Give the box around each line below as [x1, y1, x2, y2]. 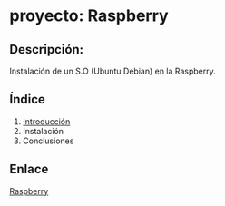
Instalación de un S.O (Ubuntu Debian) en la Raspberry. [9, 65, 216, 76]
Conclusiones [22, 135, 74, 146]
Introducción [22, 115, 71, 127]
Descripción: [9, 42, 84, 57]
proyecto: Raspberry [9, 5, 170, 26]
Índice [9, 92, 45, 107]
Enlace [9, 162, 49, 177]
